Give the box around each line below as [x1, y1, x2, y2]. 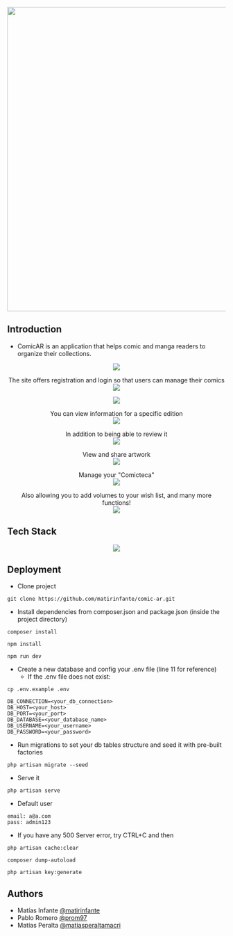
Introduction [7, 323, 62, 335]
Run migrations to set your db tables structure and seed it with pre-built [17, 741, 222, 749]
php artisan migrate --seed [7, 761, 89, 768]
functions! [102, 498, 131, 507]
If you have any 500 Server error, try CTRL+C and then [17, 831, 174, 839]
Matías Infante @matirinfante [17, 906, 101, 914]
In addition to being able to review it [65, 430, 168, 438]
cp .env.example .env [7, 686, 70, 693]
